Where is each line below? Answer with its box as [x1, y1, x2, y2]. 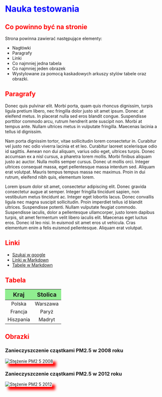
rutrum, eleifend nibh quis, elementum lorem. [5, 174, 95, 180]
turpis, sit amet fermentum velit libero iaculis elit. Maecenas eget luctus [5, 215, 147, 220]
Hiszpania [7, 316, 31, 323]
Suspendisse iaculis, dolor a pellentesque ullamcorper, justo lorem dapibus [5, 209, 155, 215]
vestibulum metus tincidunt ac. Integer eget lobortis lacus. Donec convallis [5, 194, 154, 199]
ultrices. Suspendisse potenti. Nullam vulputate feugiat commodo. [5, 204, 137, 210]
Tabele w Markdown [12, 262, 53, 268]
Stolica [37, 291, 57, 299]
